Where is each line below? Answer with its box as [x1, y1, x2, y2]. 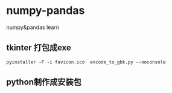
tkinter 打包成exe [6, 43, 71, 53]
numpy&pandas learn [6, 24, 59, 31]
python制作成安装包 [6, 77, 81, 88]
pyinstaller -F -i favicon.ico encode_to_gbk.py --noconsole [6, 59, 166, 65]
